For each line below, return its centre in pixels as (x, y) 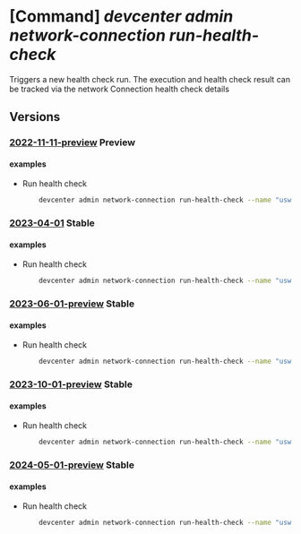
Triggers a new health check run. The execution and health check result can (150, 79)
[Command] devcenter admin (121, 17)
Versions (35, 117)
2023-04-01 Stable (52, 223)
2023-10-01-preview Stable (71, 384)
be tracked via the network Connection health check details (120, 89)
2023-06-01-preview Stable (72, 304)
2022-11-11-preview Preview (73, 142)
